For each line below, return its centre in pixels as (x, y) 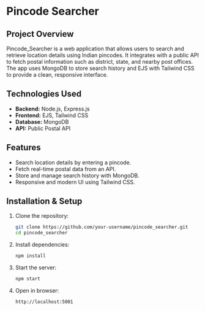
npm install (30, 256)
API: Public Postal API (43, 128)
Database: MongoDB (42, 121)
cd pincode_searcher (41, 233)
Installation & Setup (44, 202)
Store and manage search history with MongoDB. (77, 175)
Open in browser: (37, 290)
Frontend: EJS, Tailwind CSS (52, 115)
